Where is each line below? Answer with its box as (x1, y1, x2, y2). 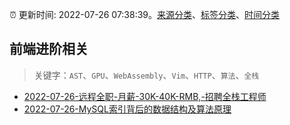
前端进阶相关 (9, 41, 89, 58)
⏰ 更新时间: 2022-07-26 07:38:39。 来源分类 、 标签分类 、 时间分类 (9, 9, 281, 20)
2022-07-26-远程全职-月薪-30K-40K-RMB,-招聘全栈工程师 (23, 90, 267, 102)
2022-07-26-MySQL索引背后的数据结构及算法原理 (23, 103, 232, 115)
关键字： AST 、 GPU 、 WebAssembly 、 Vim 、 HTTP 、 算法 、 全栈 (33, 69, 260, 81)
